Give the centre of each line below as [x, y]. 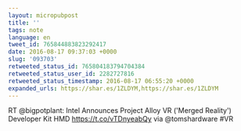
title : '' [24, 23]
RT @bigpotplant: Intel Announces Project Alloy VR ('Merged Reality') [120, 111]
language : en [29, 37]
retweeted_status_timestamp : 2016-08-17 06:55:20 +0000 [101, 81]
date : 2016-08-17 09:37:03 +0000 [63, 52]
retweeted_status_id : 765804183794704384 [77, 67]
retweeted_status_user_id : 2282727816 [71, 74]
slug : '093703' [33, 60]
